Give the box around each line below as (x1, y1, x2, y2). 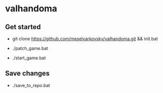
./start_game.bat (12, 55, 46, 61)
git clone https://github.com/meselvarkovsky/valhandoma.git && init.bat (12, 36, 158, 42)
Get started (5, 23, 41, 31)
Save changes (5, 69, 50, 78)
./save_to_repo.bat (12, 82, 50, 88)
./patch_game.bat (12, 46, 48, 51)
